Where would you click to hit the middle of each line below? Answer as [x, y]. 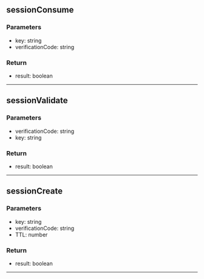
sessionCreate [34, 191]
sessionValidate [37, 100]
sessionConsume [40, 10]
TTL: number [31, 234]
